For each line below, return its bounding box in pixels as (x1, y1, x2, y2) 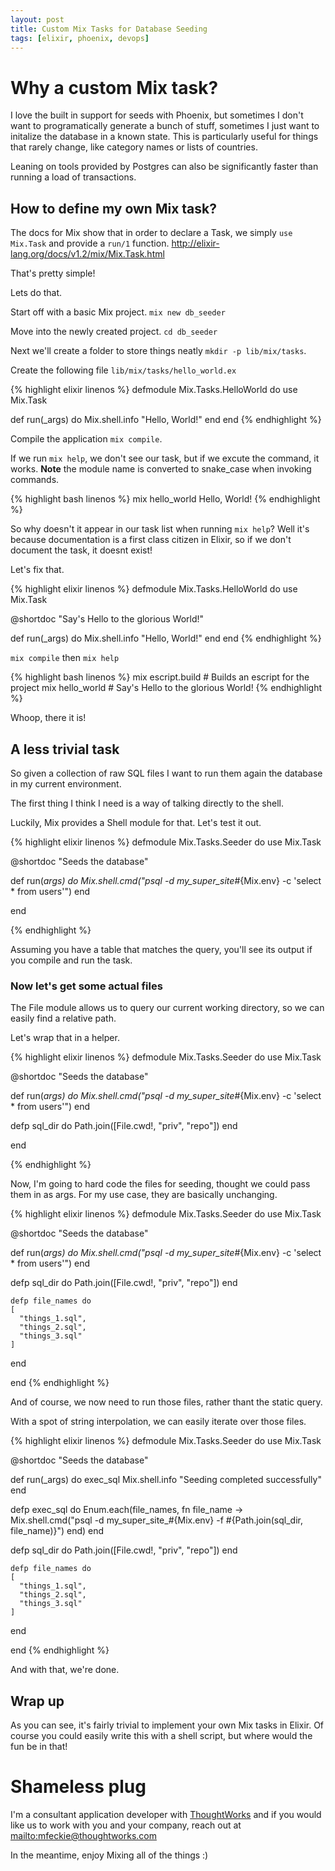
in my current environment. (10, 777, 122, 790)
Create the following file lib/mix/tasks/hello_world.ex (10, 364, 237, 376)
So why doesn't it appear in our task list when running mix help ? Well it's (10, 523, 310, 535)
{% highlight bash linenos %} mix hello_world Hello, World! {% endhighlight (10, 493, 321, 505)
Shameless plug (10, 1776, 147, 1798)
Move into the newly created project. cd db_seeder (10, 326, 218, 338)
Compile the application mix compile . (10, 433, 163, 445)
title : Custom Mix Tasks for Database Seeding (10, 24, 208, 34)
